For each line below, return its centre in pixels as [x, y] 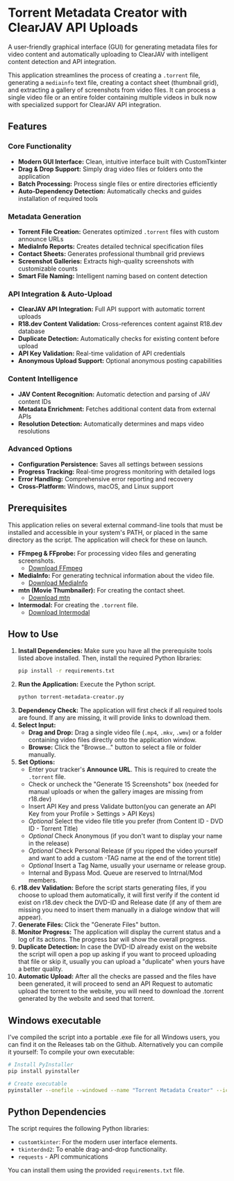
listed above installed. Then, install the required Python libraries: [110, 658]
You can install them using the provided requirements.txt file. [96, 1171]
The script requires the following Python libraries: [78, 1129]
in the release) [49, 844]
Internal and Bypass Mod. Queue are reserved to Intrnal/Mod [115, 873]
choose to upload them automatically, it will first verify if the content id [118, 895]
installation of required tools [58, 198]
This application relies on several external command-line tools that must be [115, 525]
